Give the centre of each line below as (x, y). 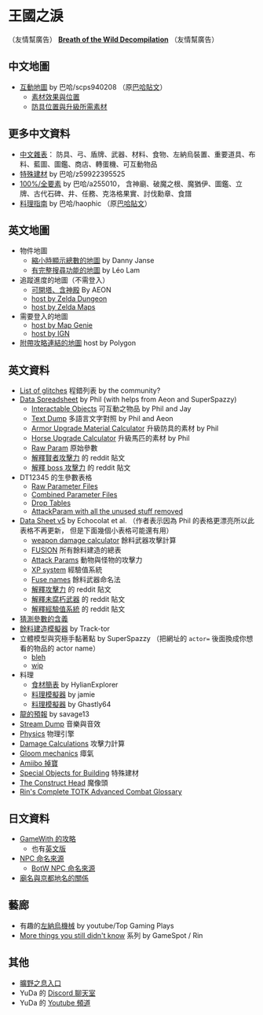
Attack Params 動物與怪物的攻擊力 (87, 560)
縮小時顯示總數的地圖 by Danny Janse (93, 261)
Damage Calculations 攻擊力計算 (72, 744)
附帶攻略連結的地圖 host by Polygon (77, 343)
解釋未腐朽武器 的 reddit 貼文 (78, 599)
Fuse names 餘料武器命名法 (76, 580)
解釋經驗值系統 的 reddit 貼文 (78, 609)
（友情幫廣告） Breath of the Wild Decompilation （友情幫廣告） (113, 39)
